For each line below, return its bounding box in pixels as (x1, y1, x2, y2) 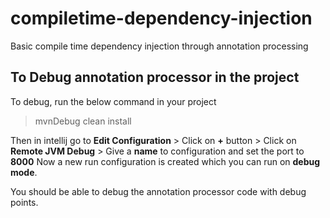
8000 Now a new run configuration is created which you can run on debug (10, 155, 321, 167)
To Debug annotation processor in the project (10, 69, 300, 86)
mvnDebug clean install (34, 115, 132, 127)
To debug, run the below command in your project (10, 95, 217, 107)
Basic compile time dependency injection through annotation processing (10, 40, 309, 52)
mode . (10, 166, 38, 178)
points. (10, 196, 39, 208)
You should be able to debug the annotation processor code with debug (10, 185, 307, 197)
